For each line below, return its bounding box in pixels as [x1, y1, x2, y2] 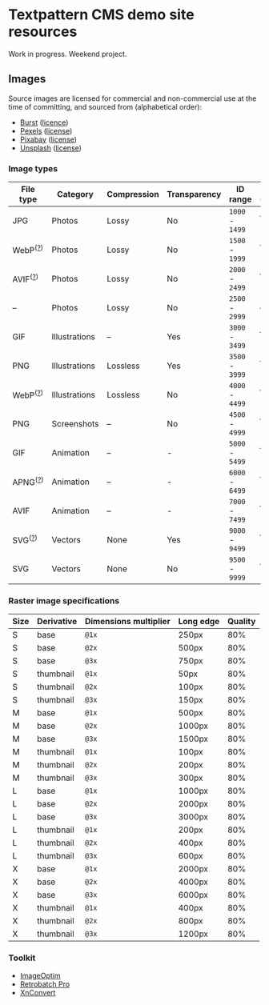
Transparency [167, 189, 222, 200]
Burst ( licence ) [19, 118, 69, 127]
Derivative [37, 616, 78, 627]
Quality [227, 616, 256, 627]
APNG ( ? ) [12, 475, 44, 488]
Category [57, 189, 94, 200]
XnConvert [19, 987, 56, 997]
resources [8, 22, 78, 41]
